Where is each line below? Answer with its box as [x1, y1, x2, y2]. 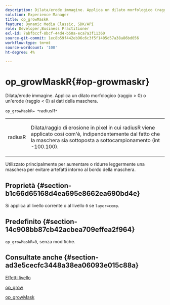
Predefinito [5, 217, 41, 226]
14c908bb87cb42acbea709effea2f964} [5, 225, 135, 234]
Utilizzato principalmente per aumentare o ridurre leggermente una [5, 161, 145, 167]
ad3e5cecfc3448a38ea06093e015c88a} [5, 261, 139, 270]
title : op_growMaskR [5, 17, 49, 22]
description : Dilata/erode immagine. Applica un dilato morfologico [5, 7, 153, 13]
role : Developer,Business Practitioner [5, 26, 90, 31]
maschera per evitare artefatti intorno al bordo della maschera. [5, 166, 136, 172]
